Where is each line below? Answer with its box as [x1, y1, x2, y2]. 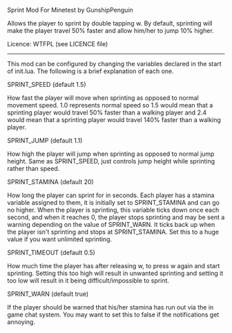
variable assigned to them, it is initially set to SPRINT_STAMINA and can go [7, 199, 220, 206]
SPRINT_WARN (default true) [7, 290, 89, 298]
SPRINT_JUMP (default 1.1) [7, 137, 83, 144]
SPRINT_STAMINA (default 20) [7, 178, 95, 185]
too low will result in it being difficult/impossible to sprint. [7, 276, 170, 285]
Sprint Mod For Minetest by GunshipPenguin [7, 6, 133, 14]
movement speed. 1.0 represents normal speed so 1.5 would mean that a [7, 101, 213, 109]
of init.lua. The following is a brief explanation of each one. [7, 67, 174, 75]
